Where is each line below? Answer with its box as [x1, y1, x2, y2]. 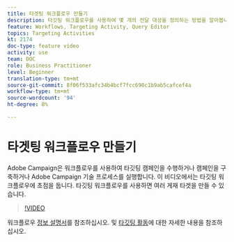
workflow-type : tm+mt [7, 88, 70, 95]
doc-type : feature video [7, 43, 79, 50]
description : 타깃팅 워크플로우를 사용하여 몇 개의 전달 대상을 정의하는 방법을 [7, 17, 207, 24]
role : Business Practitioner [7, 62, 92, 69]
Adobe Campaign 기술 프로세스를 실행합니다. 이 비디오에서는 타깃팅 [31, 172, 217, 181]
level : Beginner [7, 68, 54, 75]
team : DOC [7, 56, 36, 63]
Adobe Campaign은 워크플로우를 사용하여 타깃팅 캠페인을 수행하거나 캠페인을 [7, 163, 219, 172]
